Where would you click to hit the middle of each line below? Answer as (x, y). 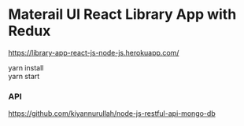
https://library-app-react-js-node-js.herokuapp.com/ (94, 52)
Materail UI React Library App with (122, 14)
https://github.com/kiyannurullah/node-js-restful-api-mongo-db (112, 113)
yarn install (26, 67)
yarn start (24, 76)
